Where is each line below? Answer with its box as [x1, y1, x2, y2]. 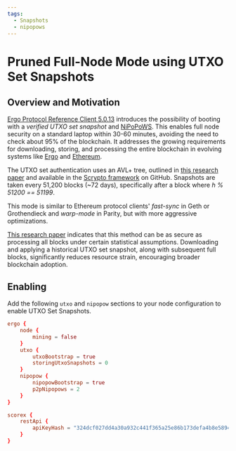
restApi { [20, 418, 49, 425]
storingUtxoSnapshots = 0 [32, 360, 109, 367]
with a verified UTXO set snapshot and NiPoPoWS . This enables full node [7, 122, 220, 131]
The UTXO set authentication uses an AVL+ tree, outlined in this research [7, 166, 219, 174]
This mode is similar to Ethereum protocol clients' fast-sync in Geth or [7, 202, 210, 211]
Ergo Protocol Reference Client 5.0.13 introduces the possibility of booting [7, 115, 221, 124]
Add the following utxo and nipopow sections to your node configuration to [7, 299, 221, 308]
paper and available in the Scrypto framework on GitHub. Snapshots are [7, 174, 216, 182]
